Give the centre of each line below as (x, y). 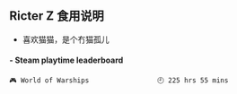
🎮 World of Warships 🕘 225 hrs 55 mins (119, 81)
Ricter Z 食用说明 (57, 16)
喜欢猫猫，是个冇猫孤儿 (66, 39)
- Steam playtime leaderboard (66, 60)
